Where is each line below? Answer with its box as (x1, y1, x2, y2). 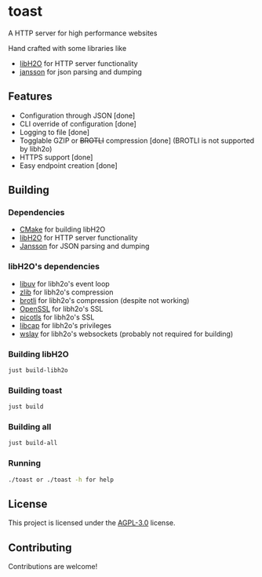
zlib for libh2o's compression (19, 287, 114, 297)
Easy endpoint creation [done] (19, 160, 118, 170)
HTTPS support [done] (19, 152, 93, 162)
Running (8, 458, 42, 469)
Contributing (8, 541, 72, 554)
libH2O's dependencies (8, 261, 100, 272)
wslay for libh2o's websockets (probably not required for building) (19, 329, 234, 338)
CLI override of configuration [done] (19, 119, 137, 128)
